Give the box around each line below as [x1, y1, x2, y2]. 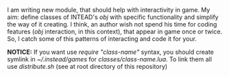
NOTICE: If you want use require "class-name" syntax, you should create [7, 48, 215, 56]
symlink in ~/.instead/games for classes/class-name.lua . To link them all [7, 55, 213, 63]
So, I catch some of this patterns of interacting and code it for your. [7, 35, 197, 43]
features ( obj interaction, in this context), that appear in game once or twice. [7, 27, 223, 35]
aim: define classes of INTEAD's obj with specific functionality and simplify [7, 13, 219, 21]
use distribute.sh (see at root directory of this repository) [7, 63, 168, 70]
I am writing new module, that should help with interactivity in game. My [7, 6, 210, 14]
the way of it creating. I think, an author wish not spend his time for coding [7, 20, 217, 28]
